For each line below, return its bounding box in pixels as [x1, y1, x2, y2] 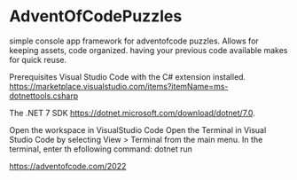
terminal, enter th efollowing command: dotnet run [9, 144, 193, 154]
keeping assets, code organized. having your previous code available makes [9, 44, 288, 55]
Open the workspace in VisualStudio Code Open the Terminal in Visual [9, 124, 267, 135]
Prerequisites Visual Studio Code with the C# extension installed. [9, 71, 246, 82]
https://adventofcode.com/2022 [9, 160, 127, 171]
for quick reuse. [9, 54, 67, 65]
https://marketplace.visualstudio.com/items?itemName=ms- [9, 81, 229, 91]
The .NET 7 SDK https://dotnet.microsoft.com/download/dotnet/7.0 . [9, 107, 255, 118]
